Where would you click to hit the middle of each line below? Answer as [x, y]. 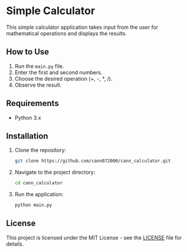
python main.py [33, 205]
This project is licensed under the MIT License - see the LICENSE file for [94, 237]
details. [15, 244]
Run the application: [39, 194]
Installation [27, 136]
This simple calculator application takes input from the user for [82, 27]
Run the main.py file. [39, 66]
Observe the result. [38, 85]
